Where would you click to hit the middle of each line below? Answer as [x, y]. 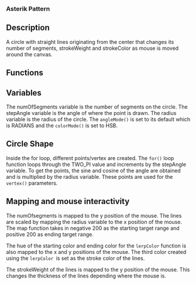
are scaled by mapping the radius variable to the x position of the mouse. [94, 222]
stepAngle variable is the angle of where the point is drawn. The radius [91, 113]
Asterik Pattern [28, 9]
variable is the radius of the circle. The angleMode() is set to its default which [98, 119]
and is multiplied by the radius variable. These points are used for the [90, 177]
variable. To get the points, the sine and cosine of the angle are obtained [94, 170]
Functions [25, 73]
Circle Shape [30, 144]
